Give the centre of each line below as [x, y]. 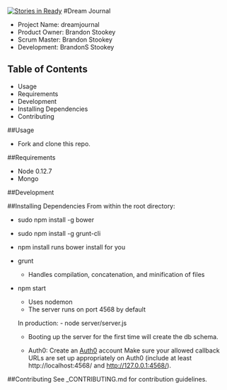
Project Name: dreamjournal [59, 24]
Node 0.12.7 [35, 171]
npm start [31, 288]
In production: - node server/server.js [72, 323]
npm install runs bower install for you [71, 247]
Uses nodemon [50, 302]
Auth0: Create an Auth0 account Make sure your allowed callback [124, 350]
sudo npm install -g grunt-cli [59, 233]
